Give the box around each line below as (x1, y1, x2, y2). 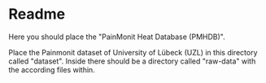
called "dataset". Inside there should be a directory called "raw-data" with (8, 56, 256, 66)
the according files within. (8, 64, 95, 74)
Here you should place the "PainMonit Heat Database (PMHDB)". (8, 32, 225, 41)
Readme (8, 5, 66, 24)
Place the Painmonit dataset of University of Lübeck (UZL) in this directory (8, 47, 258, 57)
